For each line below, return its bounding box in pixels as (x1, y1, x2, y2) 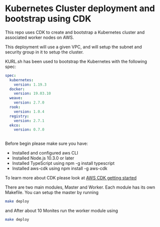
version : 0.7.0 (14, 127, 45, 132)
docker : (9, 87, 25, 91)
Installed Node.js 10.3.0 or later (12, 155, 74, 161)
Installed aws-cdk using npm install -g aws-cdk (12, 166, 108, 172)
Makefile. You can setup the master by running (5, 190, 99, 195)
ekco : (9, 122, 21, 128)
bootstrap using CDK (5, 13, 91, 24)
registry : (9, 114, 29, 119)
